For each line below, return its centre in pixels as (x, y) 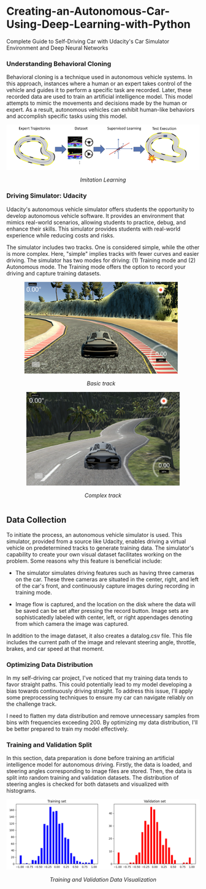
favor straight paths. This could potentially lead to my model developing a (99, 685)
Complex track (103, 496)
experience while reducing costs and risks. (60, 235)
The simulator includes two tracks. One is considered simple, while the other (103, 247)
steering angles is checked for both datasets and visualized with (88, 784)
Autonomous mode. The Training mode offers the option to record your (96, 267)
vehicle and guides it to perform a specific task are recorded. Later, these (99, 90)
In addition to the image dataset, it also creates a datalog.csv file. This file (99, 636)
